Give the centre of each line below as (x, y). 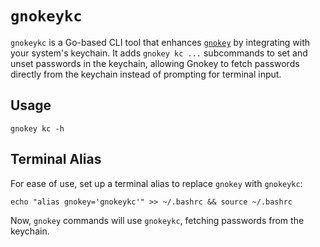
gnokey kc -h (37, 128)
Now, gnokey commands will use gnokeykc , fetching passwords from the (157, 220)
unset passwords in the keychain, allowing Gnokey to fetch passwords (155, 63)
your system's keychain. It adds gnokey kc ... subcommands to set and (159, 53)
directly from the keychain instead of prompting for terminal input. (146, 74)
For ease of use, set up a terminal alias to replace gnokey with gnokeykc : (156, 183)
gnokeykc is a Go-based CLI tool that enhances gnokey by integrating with (160, 42)
